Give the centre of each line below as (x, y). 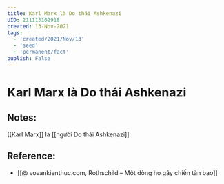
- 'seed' (26, 45)
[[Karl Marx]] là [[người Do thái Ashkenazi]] (68, 134)
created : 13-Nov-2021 (38, 26)
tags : (15, 33)
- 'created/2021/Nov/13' (49, 39)
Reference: (31, 156)
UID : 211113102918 (33, 20)
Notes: (22, 118)
